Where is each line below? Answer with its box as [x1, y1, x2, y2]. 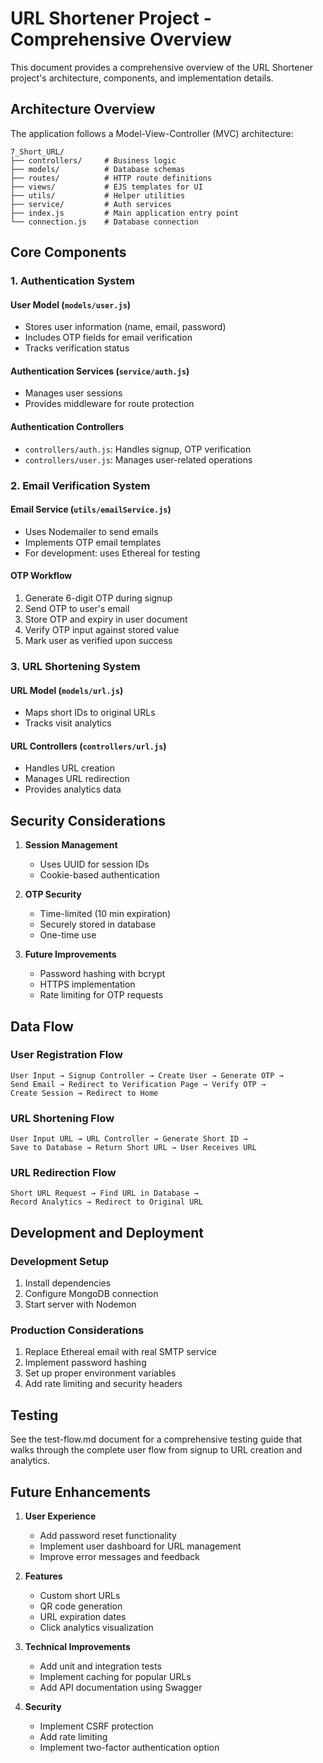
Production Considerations [10, 1323, 145, 1337]
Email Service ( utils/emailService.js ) [10, 503, 172, 516]
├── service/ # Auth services [10, 199, 172, 209]
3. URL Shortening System [10, 659, 141, 673]
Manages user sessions [24, 387, 123, 399]
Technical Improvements [24, 1641, 131, 1653]
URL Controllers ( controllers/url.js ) [10, 740, 167, 752]
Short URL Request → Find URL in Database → [10, 1188, 199, 1199]
